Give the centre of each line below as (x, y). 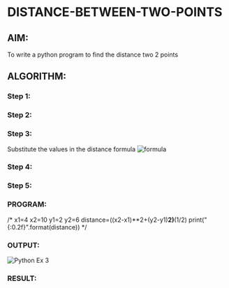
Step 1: (19, 96)
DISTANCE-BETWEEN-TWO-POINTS (115, 12)
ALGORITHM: (37, 76)
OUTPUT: (23, 245)
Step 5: (20, 185)
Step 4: (20, 167)
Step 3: (20, 134)
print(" (198, 220)
